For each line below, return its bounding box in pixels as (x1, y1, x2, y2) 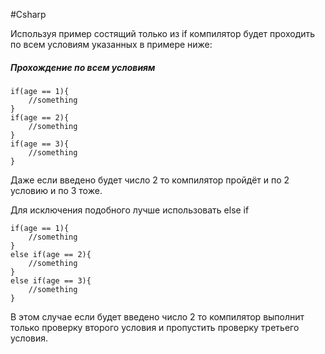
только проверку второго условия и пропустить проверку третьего (10, 321, 300, 333)
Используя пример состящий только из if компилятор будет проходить (10, 28, 316, 39)
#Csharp (10, 9, 47, 20)
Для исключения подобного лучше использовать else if (10, 204, 250, 216)
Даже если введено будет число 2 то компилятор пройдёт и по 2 (10, 174, 290, 186)
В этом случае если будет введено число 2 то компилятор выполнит (10, 310, 305, 323)
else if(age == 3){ (10, 275, 92, 286)
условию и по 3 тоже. (10, 184, 103, 196)
